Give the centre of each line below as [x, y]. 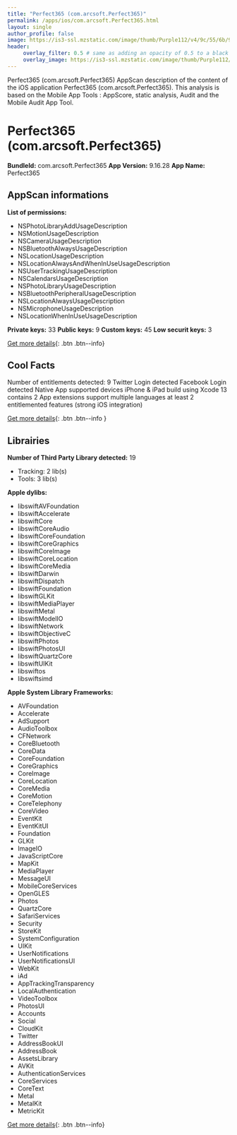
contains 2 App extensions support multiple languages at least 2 [101, 397]
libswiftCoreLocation [48, 559]
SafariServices [39, 916]
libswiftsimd [35, 679]
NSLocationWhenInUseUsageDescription [77, 316]
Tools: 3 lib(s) [37, 479]
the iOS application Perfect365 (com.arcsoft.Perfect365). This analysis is [114, 87]
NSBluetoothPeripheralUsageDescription [77, 293]
